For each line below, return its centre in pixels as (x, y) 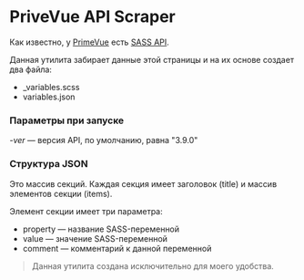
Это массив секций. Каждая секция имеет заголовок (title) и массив (143, 183)
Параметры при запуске (67, 120)
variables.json (49, 97)
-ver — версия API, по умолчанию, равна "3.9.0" (104, 140)
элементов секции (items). (61, 193)
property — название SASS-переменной (101, 229)
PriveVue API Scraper (92, 17)
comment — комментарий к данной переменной (117, 248)
